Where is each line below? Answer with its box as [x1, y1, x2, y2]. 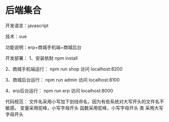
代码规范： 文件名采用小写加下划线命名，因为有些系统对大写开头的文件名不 [5, 98, 164, 105]
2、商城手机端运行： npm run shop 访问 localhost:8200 [5, 66, 123, 72]
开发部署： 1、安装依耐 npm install [5, 55, 78, 61]
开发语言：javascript [5, 22, 49, 29]
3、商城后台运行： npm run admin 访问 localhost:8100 [5, 77, 120, 83]
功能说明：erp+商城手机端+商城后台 [5, 44, 82, 50]
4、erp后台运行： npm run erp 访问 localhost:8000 [5, 87, 114, 93]
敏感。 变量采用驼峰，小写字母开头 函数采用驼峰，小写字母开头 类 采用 [5, 105, 155, 111]
